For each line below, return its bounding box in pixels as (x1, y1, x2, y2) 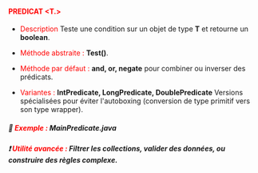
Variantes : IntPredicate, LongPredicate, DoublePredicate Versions (19, 88, 244, 98)
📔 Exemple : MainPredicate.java (8, 123, 117, 132)
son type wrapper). (19, 105, 84, 115)
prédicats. (19, 72, 54, 82)
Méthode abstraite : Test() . (19, 48, 109, 58)
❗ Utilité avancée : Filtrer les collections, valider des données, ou (8, 144, 226, 154)
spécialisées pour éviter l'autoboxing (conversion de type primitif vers (19, 96, 250, 106)
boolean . (19, 33, 50, 42)
